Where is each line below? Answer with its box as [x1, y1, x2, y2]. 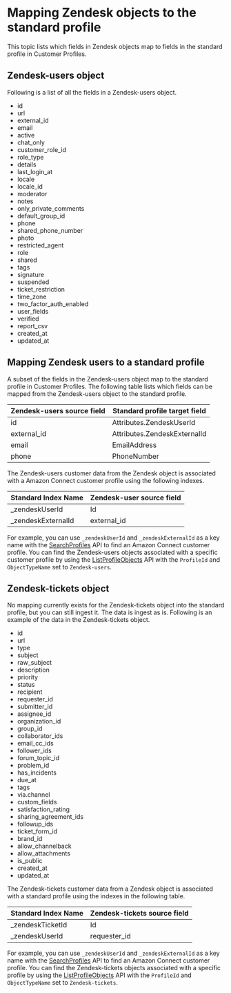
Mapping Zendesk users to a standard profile [7, 357, 205, 368]
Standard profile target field [112, 406, 206, 415]
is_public [17, 857, 43, 865]
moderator [17, 189, 48, 198]
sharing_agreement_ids [17, 813, 84, 821]
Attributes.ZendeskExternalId [112, 428, 207, 438]
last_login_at [17, 167, 53, 176]
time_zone [17, 292, 47, 301]
